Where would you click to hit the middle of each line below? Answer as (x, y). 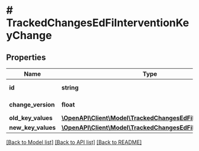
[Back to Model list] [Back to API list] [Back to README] (74, 142)
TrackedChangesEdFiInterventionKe (98, 23)
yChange (29, 36)
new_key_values (33, 128)
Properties (26, 57)
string (70, 88)
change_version (32, 105)
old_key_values (31, 118)
